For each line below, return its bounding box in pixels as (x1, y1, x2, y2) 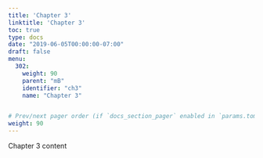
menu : (8, 56, 26, 63)
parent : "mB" (22, 77, 65, 84)
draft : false (8, 48, 51, 56)
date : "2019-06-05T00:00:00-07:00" (8, 41, 124, 48)
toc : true (8, 26, 41, 34)
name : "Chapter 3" (22, 92, 82, 99)
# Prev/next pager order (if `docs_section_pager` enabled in (8, 113, 215, 120)
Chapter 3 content (8, 142, 67, 150)
